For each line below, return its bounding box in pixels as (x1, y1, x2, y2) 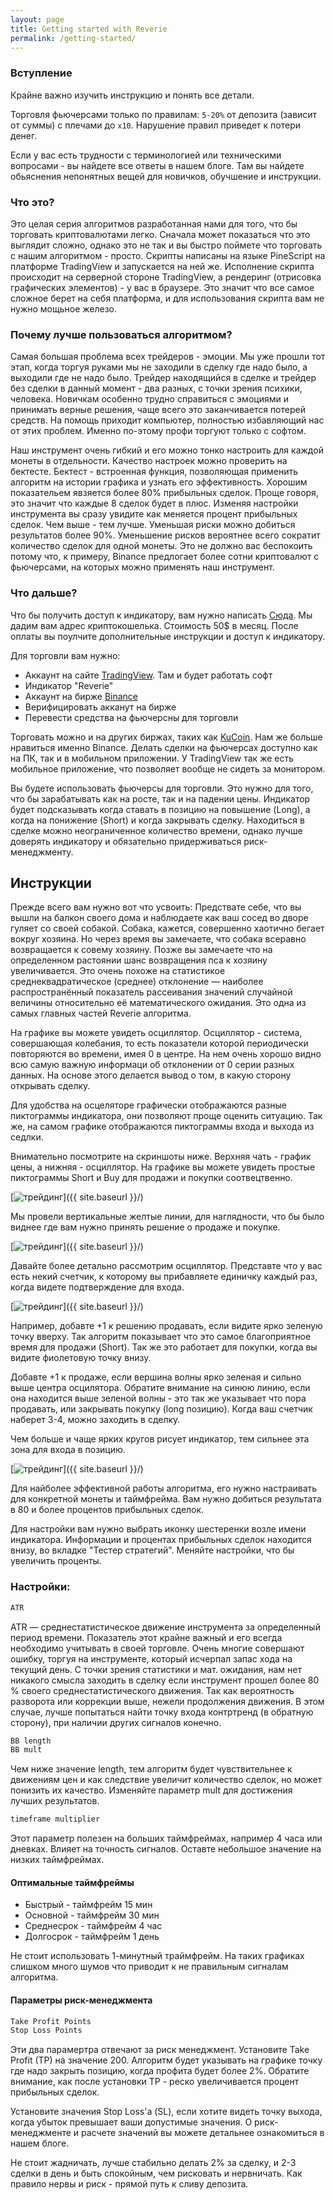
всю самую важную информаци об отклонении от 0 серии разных (10, 1059, 295, 1071)
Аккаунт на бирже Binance (24, 690, 138, 702)
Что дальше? (10, 586, 78, 600)
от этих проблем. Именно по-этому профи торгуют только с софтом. (10, 425, 307, 437)
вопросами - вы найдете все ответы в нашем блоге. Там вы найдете (10, 159, 305, 171)
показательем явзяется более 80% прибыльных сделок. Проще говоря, (10, 487, 319, 499)
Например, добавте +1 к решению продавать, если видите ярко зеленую (10, 1320, 323, 1332)
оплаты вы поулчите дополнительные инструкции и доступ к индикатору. (10, 630, 326, 642)
